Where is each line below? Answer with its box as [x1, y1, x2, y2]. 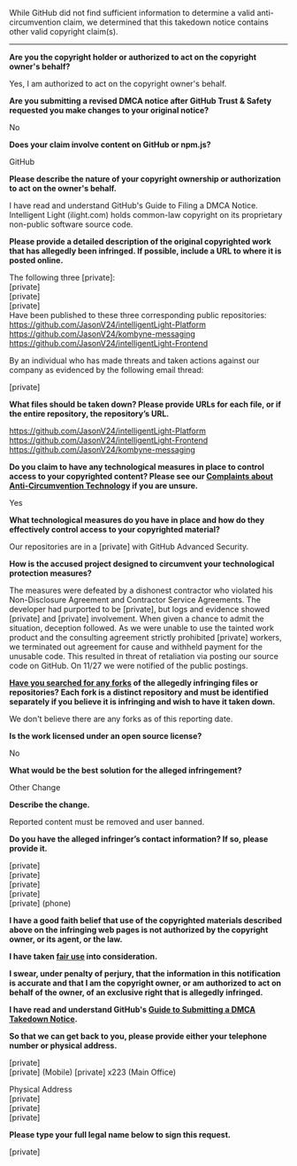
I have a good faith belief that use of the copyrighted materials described [9, 915, 283, 925]
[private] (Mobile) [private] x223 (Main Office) [9, 1067, 177, 1077]
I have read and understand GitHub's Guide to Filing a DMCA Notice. [9, 200, 258, 211]
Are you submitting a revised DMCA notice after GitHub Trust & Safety [9, 96, 272, 105]
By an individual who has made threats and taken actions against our [9, 355, 260, 366]
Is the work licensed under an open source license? [9, 731, 202, 741]
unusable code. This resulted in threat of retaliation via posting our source [9, 651, 278, 661]
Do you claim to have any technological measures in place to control [9, 462, 265, 472]
